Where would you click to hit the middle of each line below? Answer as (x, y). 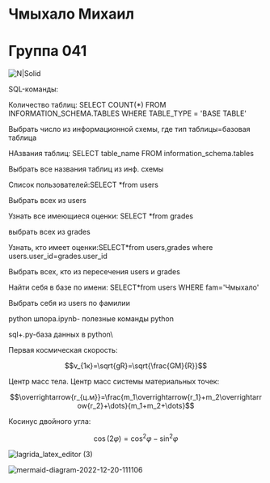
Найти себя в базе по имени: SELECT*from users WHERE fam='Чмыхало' (134, 287)
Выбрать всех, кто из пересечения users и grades (94, 272)
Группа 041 (48, 51)
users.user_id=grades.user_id (58, 256)
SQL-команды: (34, 89)
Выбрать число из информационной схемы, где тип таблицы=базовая (129, 129)
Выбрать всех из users (47, 201)
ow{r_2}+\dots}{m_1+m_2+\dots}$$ (136, 406)
